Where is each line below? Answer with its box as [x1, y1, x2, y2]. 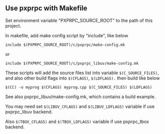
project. [5, 23, 22, 29]
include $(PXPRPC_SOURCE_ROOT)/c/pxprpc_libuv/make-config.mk [5, 60, 139, 66]
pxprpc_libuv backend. [5, 108, 53, 115]
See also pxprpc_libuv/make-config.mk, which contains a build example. [5, 93, 156, 100]
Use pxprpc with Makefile [5, 4, 87, 13]
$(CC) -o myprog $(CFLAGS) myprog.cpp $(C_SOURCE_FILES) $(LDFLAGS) [5, 85, 152, 90]
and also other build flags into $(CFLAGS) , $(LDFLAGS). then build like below [5, 75, 160, 81]
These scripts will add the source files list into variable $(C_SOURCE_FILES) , [5, 70, 159, 76]
